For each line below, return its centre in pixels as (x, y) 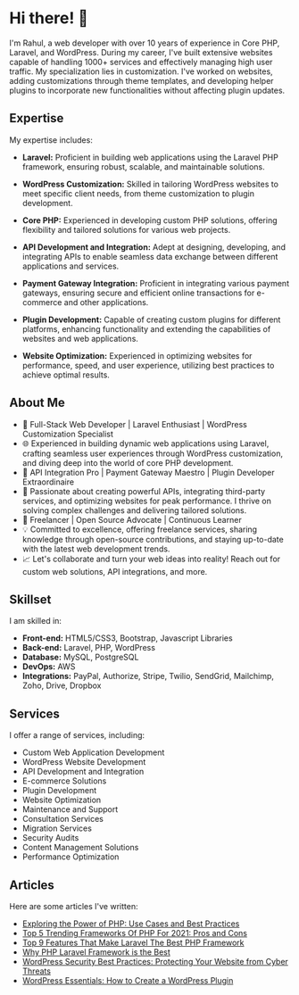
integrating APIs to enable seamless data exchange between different (150, 256)
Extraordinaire (48, 482)
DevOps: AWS (49, 667)
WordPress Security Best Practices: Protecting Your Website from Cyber (155, 962)
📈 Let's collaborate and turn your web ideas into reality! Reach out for (151, 559)
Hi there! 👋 (49, 18)
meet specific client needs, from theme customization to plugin (138, 193)
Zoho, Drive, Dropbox (62, 685)
